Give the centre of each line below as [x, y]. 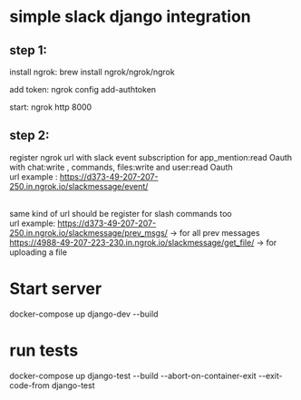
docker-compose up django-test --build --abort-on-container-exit [133, 376]
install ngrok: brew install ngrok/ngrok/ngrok [92, 72]
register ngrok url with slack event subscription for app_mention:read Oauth [151, 157]
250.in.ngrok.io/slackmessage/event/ [79, 186]
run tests [44, 350]
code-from [29, 385]
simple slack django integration [130, 17]
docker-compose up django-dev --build [84, 314]
